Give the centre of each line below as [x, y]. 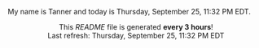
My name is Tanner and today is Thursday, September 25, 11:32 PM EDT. [129, 12]
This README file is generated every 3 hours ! [136, 27]
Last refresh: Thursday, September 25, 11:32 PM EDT [136, 36]
